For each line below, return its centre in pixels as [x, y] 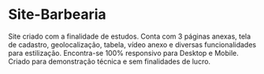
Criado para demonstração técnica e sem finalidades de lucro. [110, 61]
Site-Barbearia [57, 15]
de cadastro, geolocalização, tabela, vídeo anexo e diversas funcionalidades [132, 44]
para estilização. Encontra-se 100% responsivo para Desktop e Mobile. [123, 53]
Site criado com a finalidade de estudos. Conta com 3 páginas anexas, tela [130, 36]
